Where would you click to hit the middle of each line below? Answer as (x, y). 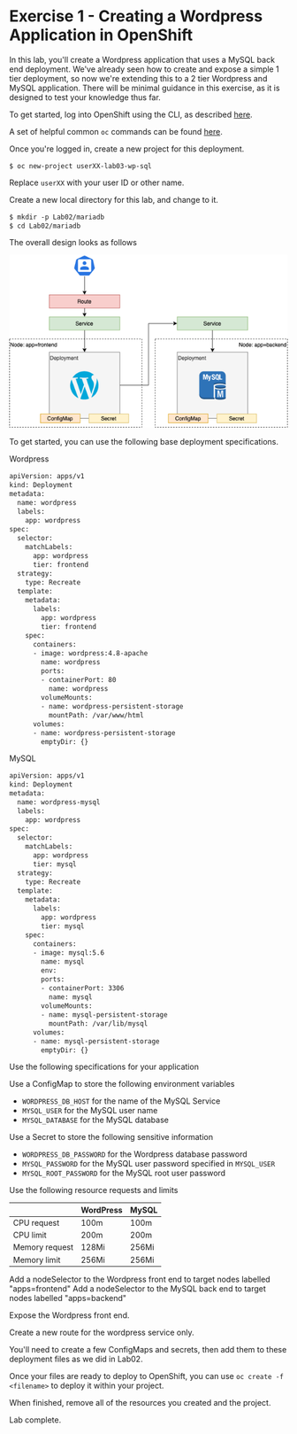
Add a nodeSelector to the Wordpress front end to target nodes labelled (140, 1279)
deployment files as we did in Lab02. (76, 1359)
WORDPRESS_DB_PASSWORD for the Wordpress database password (134, 1154)
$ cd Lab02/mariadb (45, 226)
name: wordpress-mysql (59, 802)
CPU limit (30, 1235)
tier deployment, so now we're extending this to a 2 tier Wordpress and (138, 78)
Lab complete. (35, 1420)
